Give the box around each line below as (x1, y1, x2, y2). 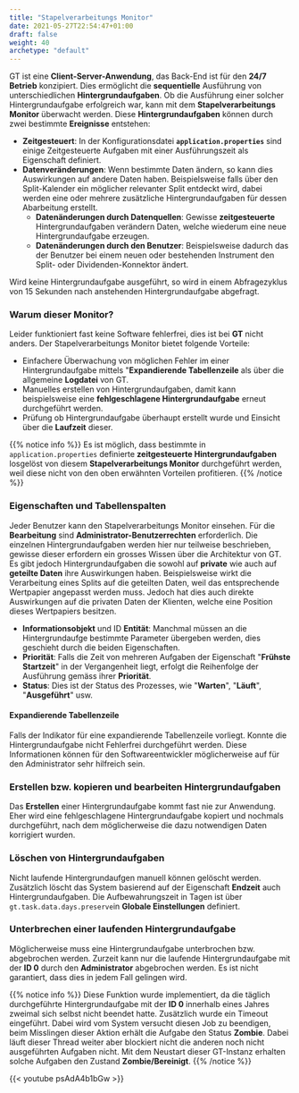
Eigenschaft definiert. (21, 155, 102, 165)
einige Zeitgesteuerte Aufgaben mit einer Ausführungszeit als (21, 145, 249, 157)
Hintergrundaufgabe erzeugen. (35, 231, 150, 241)
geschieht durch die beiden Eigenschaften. (21, 641, 180, 653)
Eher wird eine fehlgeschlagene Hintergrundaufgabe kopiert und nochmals (9, 810, 284, 821)
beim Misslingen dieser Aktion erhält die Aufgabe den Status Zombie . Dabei (9, 1027, 289, 1038)
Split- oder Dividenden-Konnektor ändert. (35, 259, 189, 270)
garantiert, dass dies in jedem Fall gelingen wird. (9, 971, 187, 982)
